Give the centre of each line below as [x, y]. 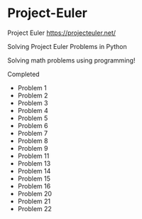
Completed [24, 74]
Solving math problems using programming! [71, 60]
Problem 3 [33, 103]
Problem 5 [33, 118]
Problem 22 [34, 208]
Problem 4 [33, 110]
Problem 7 [33, 133]
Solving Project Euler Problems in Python [67, 46]
